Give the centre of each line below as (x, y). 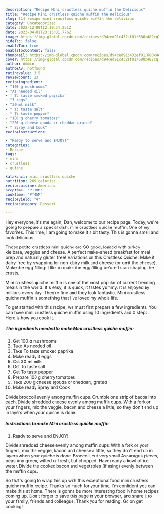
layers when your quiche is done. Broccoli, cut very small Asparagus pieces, (82, 456)
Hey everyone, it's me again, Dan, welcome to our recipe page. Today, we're (82, 222)
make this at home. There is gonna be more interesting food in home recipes (82, 491)
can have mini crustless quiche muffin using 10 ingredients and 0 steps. (77, 312)
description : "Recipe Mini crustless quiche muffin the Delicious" (75, 10)
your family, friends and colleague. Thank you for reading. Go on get (74, 501)
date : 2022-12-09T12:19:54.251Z (38, 28)
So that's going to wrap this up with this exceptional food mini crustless (77, 481)
